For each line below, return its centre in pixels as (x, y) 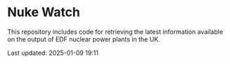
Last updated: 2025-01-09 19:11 (53, 53)
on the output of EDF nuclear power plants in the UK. (84, 39)
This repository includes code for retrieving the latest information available (115, 32)
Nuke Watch (44, 12)
